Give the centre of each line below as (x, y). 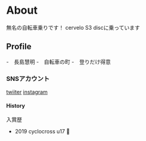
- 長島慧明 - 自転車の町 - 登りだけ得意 (59, 62)
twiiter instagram (27, 92)
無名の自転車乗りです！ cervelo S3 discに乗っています (73, 27)
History (16, 105)
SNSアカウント (28, 79)
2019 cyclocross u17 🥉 (42, 131)
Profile (19, 47)
